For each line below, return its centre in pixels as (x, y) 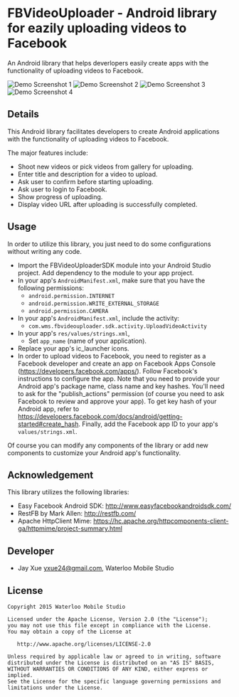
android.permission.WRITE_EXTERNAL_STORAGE (94, 304)
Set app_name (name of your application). (87, 341)
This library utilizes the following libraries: (68, 492)
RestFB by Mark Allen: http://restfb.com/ (77, 514)
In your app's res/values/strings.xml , (74, 333)
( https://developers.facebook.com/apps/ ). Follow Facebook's (107, 371)
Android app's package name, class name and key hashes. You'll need (121, 386)
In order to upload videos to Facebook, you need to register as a (112, 356)
